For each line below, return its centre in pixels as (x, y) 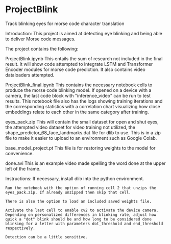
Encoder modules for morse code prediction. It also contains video (75, 69)
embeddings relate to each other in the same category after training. (77, 112)
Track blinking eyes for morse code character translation (65, 23)
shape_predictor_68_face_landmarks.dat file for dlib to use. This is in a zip (83, 132)
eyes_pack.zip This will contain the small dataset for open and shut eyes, (82, 121)
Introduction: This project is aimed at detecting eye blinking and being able (84, 33)
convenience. (20, 153)
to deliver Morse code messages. (40, 39)
